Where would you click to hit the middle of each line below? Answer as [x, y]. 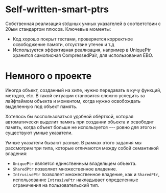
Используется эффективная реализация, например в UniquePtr [82, 50]
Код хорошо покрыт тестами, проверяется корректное [73, 39]
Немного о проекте [49, 76]
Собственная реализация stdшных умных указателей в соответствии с [83, 24]
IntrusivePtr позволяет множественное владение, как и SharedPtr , [86, 174]
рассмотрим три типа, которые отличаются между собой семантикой [82, 148]
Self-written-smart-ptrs [57, 9]
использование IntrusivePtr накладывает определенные [76, 180]
